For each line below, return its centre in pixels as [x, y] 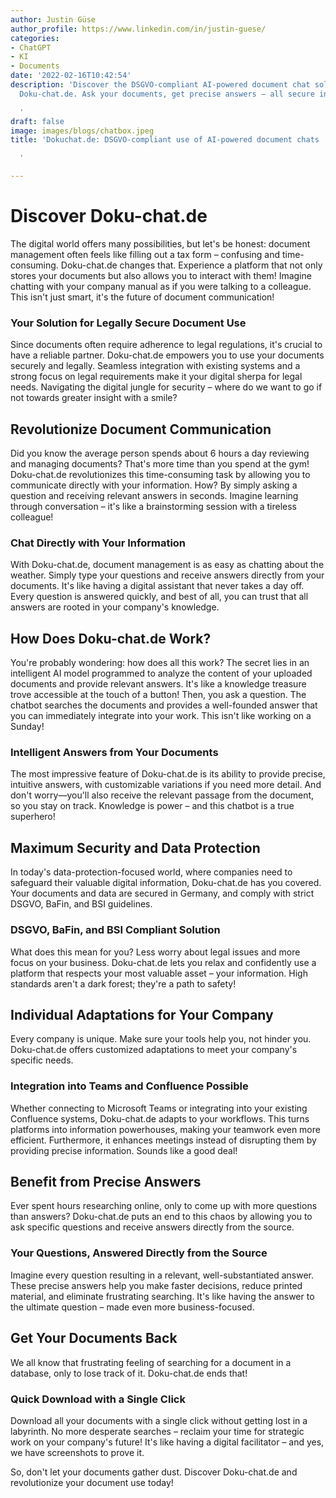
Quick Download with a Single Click [98, 1399]
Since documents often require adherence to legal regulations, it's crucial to [166, 345]
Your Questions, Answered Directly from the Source [139, 1253]
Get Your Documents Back [94, 1338]
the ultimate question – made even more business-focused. [132, 1307]
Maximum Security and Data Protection [135, 847]
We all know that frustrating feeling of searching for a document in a [151, 1362]
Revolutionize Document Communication [141, 429]
